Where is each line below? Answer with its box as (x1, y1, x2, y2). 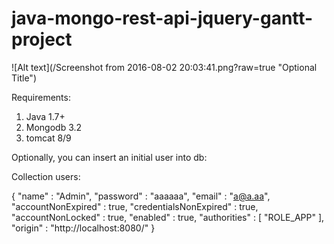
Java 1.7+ (25, 110, 66, 122)
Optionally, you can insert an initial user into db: (11, 151, 208, 163)
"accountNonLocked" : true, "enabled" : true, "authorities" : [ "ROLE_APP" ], (11, 211, 325, 223)
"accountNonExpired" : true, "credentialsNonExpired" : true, (11, 200, 259, 212)
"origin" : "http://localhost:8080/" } (11, 222, 156, 234)
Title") (11, 72, 37, 84)
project (11, 28, 73, 51)
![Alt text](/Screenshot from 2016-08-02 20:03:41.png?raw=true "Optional (11, 61, 318, 73)
